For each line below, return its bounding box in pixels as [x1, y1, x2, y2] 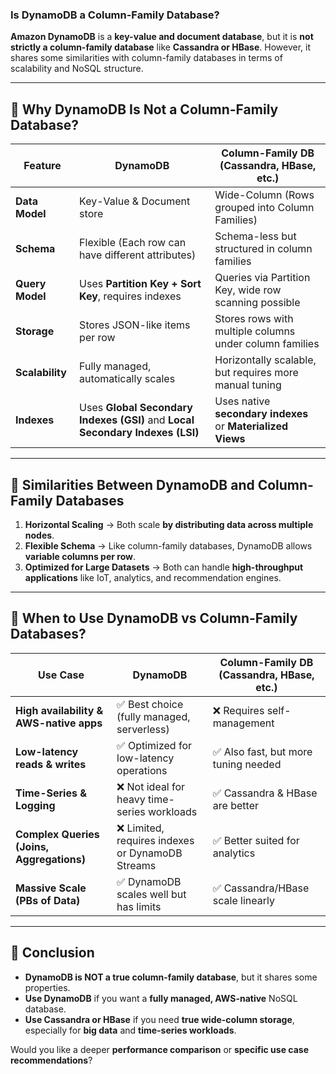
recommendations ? [10, 1054, 93, 1066]
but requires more [214, 366, 299, 380]
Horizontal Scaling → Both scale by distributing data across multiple [24, 518, 314, 530]
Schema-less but [214, 229, 297, 243]
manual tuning [214, 378, 282, 392]
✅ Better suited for [212, 833, 300, 847]
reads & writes [15, 757, 87, 771]
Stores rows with [214, 312, 294, 326]
